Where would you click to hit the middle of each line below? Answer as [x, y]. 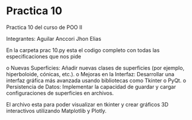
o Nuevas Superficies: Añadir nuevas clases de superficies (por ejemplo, [95, 68]
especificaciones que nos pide [44, 56]
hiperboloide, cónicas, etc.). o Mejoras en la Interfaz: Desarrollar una [90, 74]
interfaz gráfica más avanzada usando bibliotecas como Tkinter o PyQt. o [96, 80]
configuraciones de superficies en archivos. [60, 93]
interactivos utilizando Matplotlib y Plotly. [56, 111]
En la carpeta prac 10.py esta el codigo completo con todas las [83, 50]
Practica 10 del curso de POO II [44, 27]
